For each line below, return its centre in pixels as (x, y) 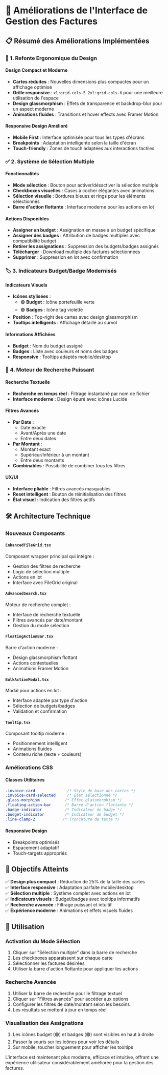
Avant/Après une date (43, 433)
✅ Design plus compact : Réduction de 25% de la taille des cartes (75, 881)
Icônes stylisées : (32, 296)
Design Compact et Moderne (37, 70)
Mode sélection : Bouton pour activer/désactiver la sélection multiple (86, 185)
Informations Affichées (30, 334)
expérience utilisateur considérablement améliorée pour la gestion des (79, 1062)
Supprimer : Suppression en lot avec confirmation (65, 257)
